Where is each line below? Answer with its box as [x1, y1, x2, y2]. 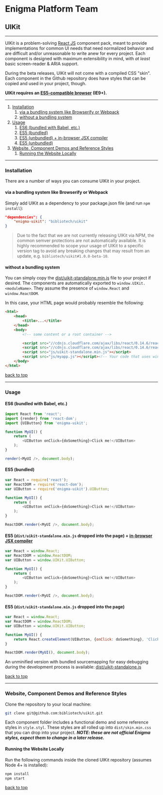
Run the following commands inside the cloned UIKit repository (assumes [5, 757, 152, 762]
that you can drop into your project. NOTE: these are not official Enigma [5, 730, 151, 736]
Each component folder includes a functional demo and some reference [5, 719, 149, 725]
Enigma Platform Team [5, 3, 98, 15]
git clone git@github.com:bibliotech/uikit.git [5, 710, 103, 715]
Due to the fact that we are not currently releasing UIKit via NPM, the [16, 232, 154, 239]
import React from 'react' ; [5, 412, 62, 416]
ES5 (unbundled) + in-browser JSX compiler [19, 135, 108, 140]
